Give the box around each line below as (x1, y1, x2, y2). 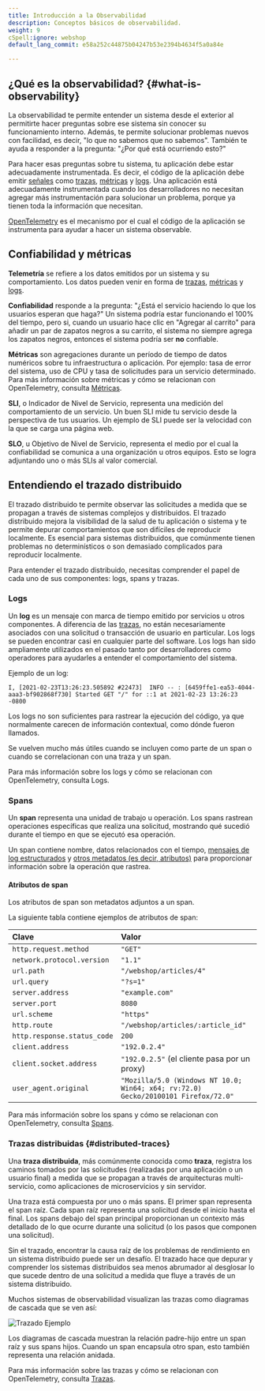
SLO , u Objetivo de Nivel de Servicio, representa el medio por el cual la (8, 439, 239, 448)
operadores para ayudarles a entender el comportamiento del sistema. (8, 653, 238, 662)
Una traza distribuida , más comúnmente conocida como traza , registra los (8, 1156, 252, 1165)
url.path (12, 966, 45, 976)
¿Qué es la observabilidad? (8, 77, 144, 91)
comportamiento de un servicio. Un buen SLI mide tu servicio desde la (8, 407, 237, 416)
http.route (12, 1021, 53, 1030)
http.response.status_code (12, 1032, 114, 1040)
